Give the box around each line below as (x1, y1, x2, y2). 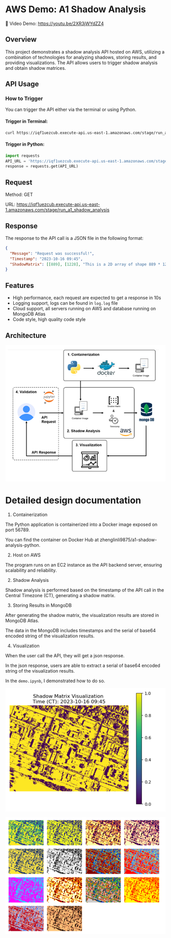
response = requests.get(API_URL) (5, 164, 79, 169)
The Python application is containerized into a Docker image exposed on (5, 521, 158, 527)
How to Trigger (5, 95, 43, 102)
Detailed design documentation (5, 495, 141, 506)
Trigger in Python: (5, 141, 45, 147)
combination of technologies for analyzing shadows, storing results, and (5, 54, 157, 60)
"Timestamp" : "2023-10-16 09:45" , (10, 256, 83, 261)
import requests (5, 153, 40, 158)
